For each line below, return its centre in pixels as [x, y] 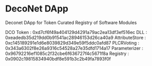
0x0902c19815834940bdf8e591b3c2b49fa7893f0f [58, 58]
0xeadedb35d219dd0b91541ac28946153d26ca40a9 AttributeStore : [76, 37]
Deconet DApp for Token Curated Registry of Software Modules [71, 22]
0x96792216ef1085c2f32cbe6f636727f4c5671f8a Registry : [67, 53]
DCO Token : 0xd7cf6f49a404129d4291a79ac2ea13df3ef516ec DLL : [76, 32]
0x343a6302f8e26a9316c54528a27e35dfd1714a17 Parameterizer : [74, 48]
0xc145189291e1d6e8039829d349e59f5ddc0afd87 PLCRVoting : [72, 42]
